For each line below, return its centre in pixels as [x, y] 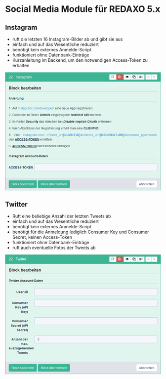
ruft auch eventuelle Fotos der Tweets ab [54, 248]
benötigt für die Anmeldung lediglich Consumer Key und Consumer [81, 232]
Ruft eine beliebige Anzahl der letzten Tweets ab [62, 216]
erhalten [21, 65]
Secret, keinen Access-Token [42, 237]
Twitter [17, 204]
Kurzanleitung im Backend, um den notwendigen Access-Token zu [80, 60]
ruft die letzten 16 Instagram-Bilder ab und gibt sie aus [67, 39]
